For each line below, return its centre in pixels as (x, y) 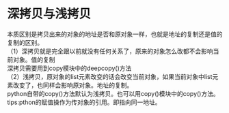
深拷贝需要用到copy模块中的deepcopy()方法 (69, 68)
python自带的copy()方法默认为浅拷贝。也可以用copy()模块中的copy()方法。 (113, 93)
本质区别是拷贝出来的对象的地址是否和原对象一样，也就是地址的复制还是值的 (115, 34)
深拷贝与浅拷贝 (49, 14)
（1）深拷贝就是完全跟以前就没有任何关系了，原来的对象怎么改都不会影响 (110, 51)
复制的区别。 (25, 42)
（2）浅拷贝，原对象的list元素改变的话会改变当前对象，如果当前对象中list (110, 76)
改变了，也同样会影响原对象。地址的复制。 (73, 85)
